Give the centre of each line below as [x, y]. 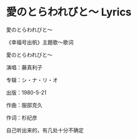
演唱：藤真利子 [24, 67]
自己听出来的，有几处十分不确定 [45, 130]
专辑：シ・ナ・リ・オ [32, 80]
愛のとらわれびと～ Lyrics [69, 12]
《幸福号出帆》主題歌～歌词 [40, 42]
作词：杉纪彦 [22, 117]
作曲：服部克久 [24, 105]
